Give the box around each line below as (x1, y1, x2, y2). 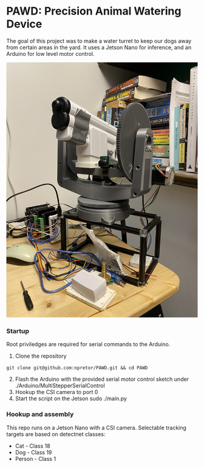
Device (6, 17, 42, 31)
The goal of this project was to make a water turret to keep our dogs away (6, 37, 192, 44)
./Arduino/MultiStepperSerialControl (15, 382, 105, 389)
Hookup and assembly (6, 410, 74, 418)
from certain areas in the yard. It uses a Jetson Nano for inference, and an (6, 44, 192, 51)
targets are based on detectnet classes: (6, 430, 106, 438)
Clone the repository (15, 352, 67, 360)
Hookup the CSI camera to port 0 (15, 389, 98, 396)
